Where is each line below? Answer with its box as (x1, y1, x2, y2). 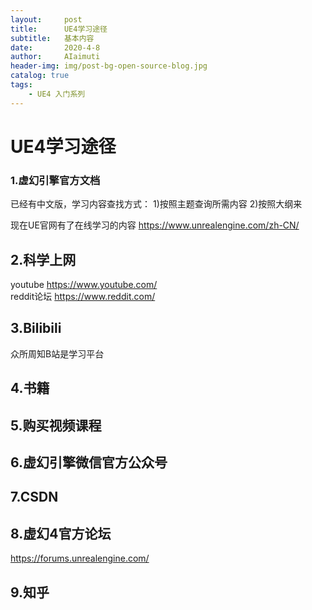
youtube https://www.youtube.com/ (10, 278, 158, 290)
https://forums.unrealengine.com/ (10, 552, 150, 565)
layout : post (10, 14, 83, 25)
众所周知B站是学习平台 (10, 347, 105, 360)
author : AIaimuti (10, 52, 101, 62)
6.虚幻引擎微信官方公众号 (10, 454, 168, 471)
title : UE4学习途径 (10, 24, 108, 34)
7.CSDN (10, 489, 59, 506)
